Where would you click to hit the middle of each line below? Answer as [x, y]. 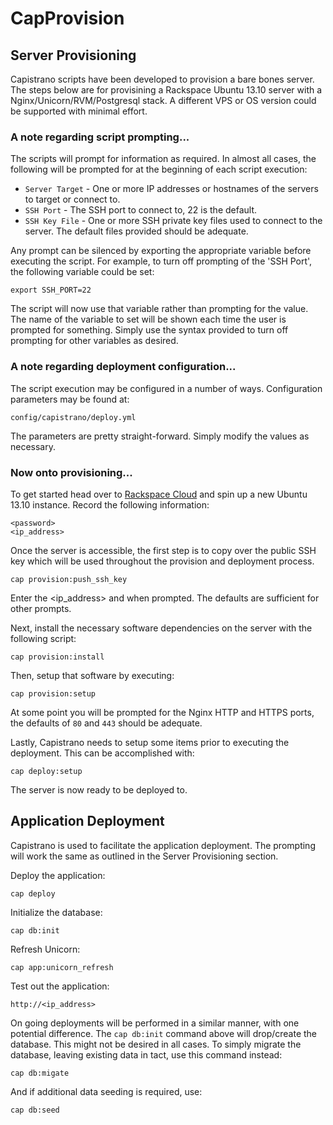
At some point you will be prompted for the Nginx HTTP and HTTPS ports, [162, 712]
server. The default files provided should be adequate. [136, 231]
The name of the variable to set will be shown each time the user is [148, 319]
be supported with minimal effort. [79, 111]
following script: [43, 638]
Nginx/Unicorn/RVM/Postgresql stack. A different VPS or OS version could [163, 100]
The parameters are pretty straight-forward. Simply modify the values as [160, 436]
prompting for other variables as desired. [94, 341]
